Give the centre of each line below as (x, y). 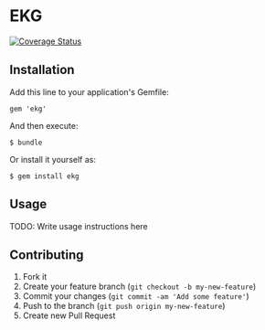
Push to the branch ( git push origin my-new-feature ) (124, 306)
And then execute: (44, 125)
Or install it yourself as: (53, 159)
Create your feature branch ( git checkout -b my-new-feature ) (139, 287)
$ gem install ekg (44, 176)
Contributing (47, 255)
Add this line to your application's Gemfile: (89, 91)
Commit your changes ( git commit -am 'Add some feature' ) (136, 296)
